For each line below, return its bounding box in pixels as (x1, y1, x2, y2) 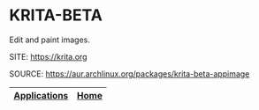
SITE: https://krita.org (9, 51, 88, 62)
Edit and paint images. (9, 34, 90, 45)
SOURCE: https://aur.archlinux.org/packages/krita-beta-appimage (9, 68, 250, 79)
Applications (13, 89, 69, 101)
